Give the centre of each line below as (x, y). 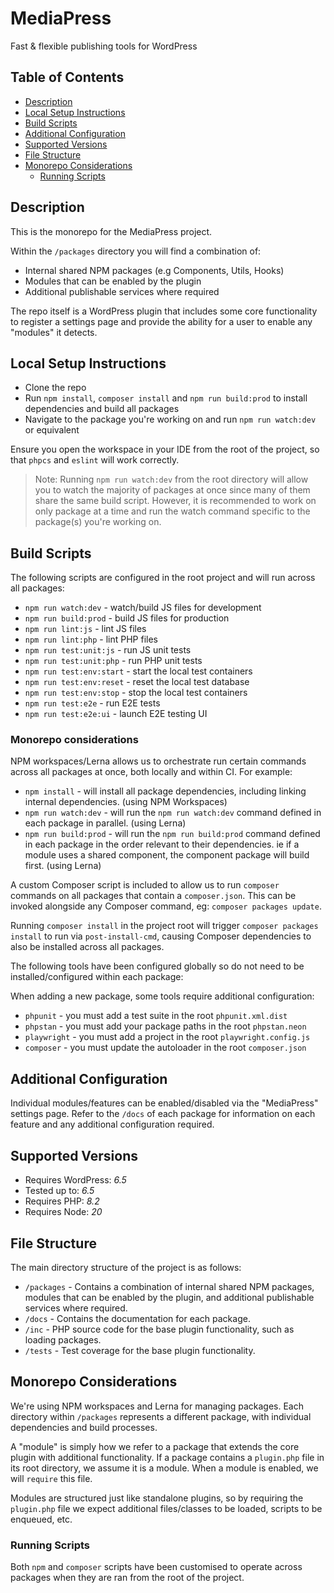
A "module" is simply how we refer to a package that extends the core (155, 1446)
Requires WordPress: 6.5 (75, 1180)
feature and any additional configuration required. (112, 1124)
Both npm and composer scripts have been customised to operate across (156, 1567)
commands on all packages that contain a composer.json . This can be (153, 896)
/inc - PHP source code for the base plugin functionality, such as (159, 1329)
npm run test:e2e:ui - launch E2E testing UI (116, 714)
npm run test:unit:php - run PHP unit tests (113, 661)
